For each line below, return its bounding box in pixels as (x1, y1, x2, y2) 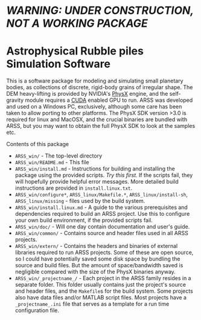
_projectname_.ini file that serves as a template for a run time (14, 301, 170, 308)
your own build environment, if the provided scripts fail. (14, 216, 153, 224)
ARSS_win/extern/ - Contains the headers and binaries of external (14, 242, 178, 250)
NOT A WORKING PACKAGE (6, 16, 148, 30)
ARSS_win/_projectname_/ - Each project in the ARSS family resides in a (14, 275, 191, 282)
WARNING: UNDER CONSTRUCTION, (6, 4, 194, 18)
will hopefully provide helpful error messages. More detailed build (14, 178, 179, 185)
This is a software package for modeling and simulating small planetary (6, 77, 183, 85)
